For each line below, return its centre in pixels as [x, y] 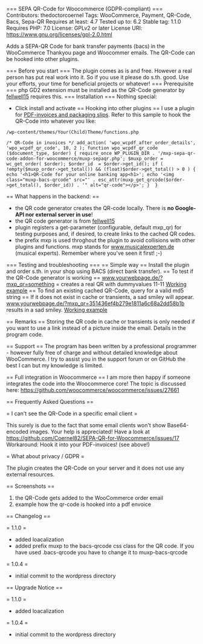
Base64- [178, 425]
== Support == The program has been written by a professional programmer [101, 346]
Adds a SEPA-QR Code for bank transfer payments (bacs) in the [85, 46]
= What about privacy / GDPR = [45, 456]
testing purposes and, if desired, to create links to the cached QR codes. [105, 234]
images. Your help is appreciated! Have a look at [90, 432]
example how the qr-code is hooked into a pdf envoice [83, 504]
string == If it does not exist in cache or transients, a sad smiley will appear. [100, 297]
